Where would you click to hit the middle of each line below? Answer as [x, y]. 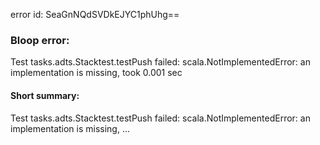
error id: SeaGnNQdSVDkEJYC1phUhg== [95, 14]
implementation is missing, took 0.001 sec [96, 73]
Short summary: [45, 95]
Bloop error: [40, 40]
